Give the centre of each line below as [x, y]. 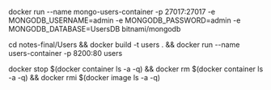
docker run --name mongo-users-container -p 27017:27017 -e [112, 12]
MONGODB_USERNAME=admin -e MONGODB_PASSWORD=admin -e [125, 20]
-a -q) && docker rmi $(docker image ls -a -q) [84, 77]
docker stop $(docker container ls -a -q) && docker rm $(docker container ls [136, 69]
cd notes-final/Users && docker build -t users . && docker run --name [124, 45]
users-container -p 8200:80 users [66, 53]
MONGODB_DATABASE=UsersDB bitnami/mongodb [95, 29]
